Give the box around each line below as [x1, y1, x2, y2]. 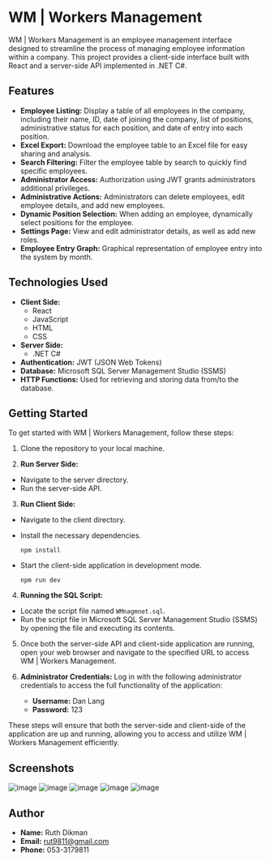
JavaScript [32, 314, 69, 324]
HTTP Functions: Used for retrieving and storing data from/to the [19, 374, 239, 384]
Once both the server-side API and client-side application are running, [19, 639, 255, 649]
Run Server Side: [19, 459, 79, 469]
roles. [19, 235, 40, 245]
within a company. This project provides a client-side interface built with [8, 52, 250, 62]
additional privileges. [19, 183, 91, 193]
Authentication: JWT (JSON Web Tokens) [19, 357, 162, 367]
